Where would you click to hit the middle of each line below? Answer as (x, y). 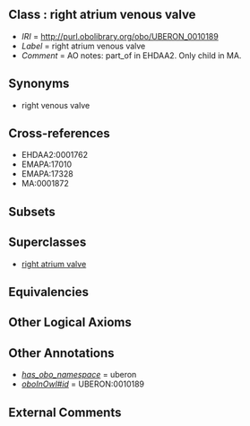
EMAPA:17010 (47, 164)
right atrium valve (54, 264)
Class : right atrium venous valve (102, 15)
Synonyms (39, 84)
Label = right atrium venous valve (83, 46)
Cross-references (60, 134)
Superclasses (47, 243)
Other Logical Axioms (70, 322)
